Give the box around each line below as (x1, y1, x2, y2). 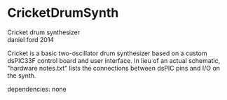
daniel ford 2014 (7, 35, 55, 43)
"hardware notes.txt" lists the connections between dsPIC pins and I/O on (7, 64, 221, 72)
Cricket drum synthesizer (7, 28, 81, 36)
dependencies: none (7, 85, 67, 93)
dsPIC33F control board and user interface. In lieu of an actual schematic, (7, 56, 221, 64)
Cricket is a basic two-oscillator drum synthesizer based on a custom (7, 49, 207, 57)
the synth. (7, 71, 36, 80)
